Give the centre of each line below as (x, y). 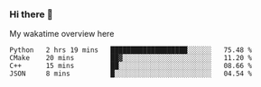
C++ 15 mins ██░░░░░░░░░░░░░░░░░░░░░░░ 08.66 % (131, 66)
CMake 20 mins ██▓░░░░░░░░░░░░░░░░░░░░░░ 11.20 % (131, 58)
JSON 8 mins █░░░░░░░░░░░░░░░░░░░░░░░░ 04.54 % (131, 74)
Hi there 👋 (32, 14)
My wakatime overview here (62, 34)
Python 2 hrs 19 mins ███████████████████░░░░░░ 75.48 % (131, 50)
